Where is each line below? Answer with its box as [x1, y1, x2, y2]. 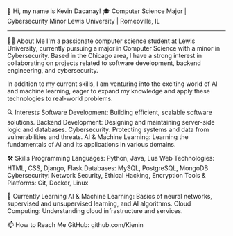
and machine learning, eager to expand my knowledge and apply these [7, 87, 210, 95]
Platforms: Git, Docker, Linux [7, 179, 89, 187]
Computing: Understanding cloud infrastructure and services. [7, 207, 183, 215]
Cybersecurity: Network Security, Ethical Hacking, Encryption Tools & [7, 172, 206, 179]
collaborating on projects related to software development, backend [7, 59, 201, 67]
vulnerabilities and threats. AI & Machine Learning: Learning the [7, 133, 189, 141]
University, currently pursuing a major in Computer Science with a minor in [7, 44, 221, 52]
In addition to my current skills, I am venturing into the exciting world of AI [7, 80, 218, 88]
